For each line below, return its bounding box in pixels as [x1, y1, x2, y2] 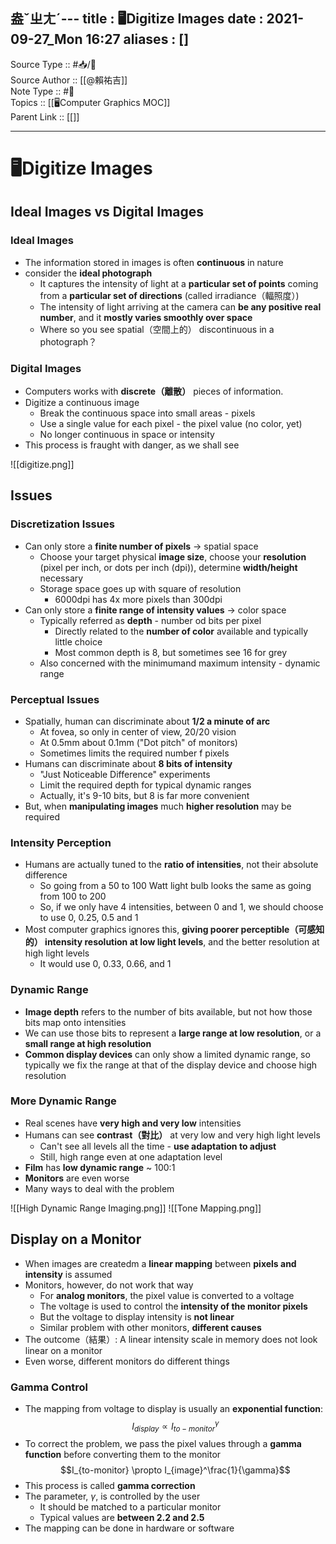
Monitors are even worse [24, 1172, 130, 1184]
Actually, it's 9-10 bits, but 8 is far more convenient [39, 789, 250, 801]
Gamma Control [10, 1380, 89, 1394]
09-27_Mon [10, 31, 83, 48]
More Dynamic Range [10, 1094, 117, 1108]
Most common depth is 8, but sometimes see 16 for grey [54, 646, 288, 658]
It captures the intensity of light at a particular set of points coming [39, 277, 319, 289]
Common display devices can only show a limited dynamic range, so [24, 1048, 311, 1060]
